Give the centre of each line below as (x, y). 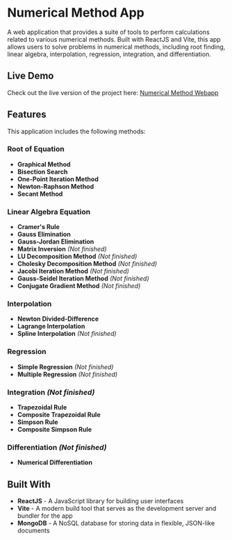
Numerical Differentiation (55, 462)
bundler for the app (45, 516)
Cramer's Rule (39, 227)
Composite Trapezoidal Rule (59, 415)
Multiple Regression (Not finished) (67, 374)
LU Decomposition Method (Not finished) (77, 256)
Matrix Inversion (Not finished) (62, 249)
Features (27, 115)
